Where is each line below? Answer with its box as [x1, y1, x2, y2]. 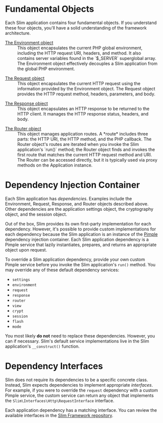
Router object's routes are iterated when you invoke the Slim [17, 141, 140, 147]
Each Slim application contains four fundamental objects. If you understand [5, 20, 157, 26]
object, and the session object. [5, 211, 68, 217]
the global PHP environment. [17, 65, 75, 72]
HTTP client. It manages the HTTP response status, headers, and [17, 111, 149, 116]
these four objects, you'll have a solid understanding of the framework [5, 25, 147, 30]
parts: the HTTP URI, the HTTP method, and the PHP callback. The [17, 136, 152, 142]
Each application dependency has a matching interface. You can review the [5, 407, 157, 413]
